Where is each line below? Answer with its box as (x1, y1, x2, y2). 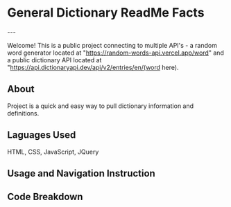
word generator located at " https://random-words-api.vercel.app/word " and (7, 48, 224, 57)
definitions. (7, 109, 40, 117)
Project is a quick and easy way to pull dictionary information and (7, 102, 194, 110)
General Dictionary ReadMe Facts (7, 5, 205, 21)
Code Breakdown (7, 191, 83, 203)
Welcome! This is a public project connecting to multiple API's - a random (7, 41, 217, 49)
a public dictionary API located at (7, 55, 102, 64)
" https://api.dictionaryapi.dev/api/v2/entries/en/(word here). (7, 63, 179, 71)
